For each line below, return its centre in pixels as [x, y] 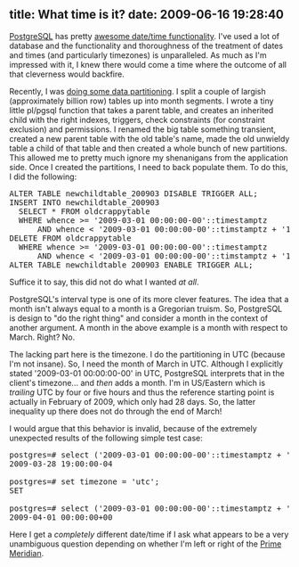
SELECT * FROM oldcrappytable [84, 211]
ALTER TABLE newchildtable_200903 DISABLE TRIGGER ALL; [133, 193]
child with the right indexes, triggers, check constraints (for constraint [137, 119]
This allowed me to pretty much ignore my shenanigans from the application [149, 157]
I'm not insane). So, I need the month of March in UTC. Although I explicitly [146, 364]
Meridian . [27, 553]
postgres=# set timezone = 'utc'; [85, 481]
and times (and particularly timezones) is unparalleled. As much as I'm [138, 55]
